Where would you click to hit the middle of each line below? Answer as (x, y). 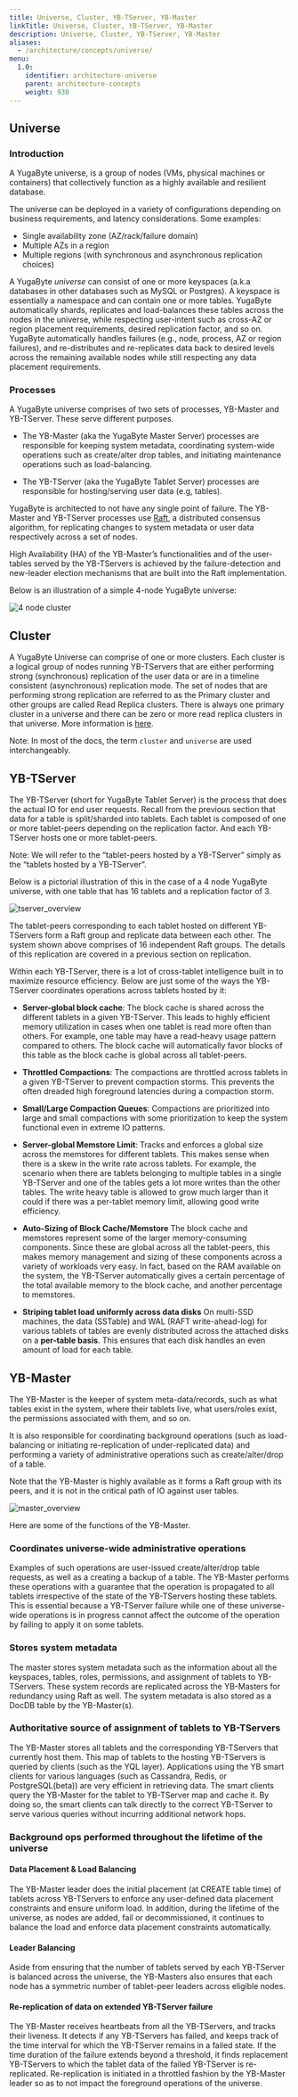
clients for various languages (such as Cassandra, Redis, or (118, 1776)
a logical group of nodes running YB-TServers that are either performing (141, 667)
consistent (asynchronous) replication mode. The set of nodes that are (139, 686)
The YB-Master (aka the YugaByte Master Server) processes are (141, 436)
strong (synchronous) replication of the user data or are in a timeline (134, 676)
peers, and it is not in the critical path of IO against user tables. (124, 1491)
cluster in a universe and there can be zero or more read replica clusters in (146, 714)
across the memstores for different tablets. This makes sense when (145, 1155)
